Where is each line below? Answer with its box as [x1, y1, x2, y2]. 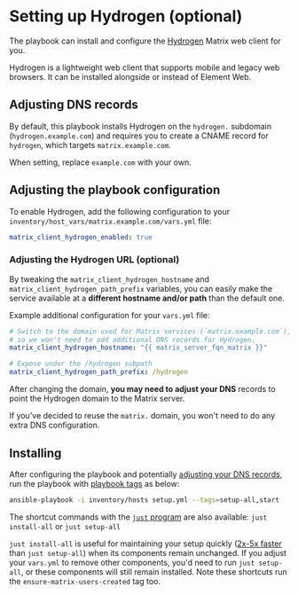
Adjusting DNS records [9, 98, 139, 113]
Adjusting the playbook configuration [9, 183, 221, 198]
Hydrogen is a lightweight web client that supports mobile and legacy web [9, 62, 280, 73]
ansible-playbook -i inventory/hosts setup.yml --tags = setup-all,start [9, 495, 279, 505]
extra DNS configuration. [9, 419, 100, 431]
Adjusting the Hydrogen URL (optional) [9, 254, 180, 266]
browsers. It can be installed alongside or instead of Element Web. [9, 71, 252, 82]
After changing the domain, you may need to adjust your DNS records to [9, 384, 277, 395]
